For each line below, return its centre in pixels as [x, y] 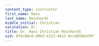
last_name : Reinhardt [27, 18]
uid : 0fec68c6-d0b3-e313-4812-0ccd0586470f [50, 36]
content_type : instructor [31, 9]
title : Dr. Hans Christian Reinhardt [43, 32]
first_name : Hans [23, 14]
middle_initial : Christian [32, 23]
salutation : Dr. [21, 27]
